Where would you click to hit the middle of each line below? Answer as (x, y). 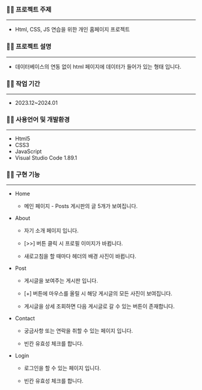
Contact (25, 318)
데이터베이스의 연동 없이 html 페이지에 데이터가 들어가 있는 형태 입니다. (98, 66)
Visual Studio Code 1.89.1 (46, 158)
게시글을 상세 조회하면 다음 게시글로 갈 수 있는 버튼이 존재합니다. (99, 306)
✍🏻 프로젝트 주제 (29, 9)
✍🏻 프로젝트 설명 (29, 46)
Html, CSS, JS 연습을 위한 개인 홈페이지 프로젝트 (72, 30)
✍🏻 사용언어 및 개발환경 (38, 119)
